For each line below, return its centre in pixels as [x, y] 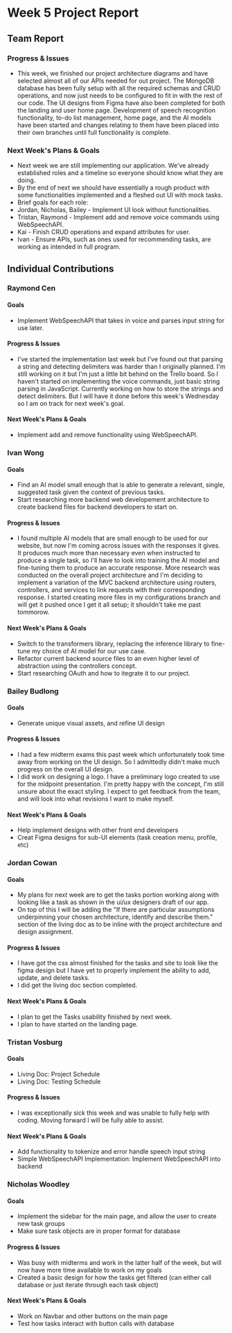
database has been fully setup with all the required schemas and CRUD [119, 88]
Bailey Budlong [33, 691]
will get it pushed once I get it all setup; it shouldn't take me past [109, 605]
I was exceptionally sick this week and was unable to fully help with [113, 1113]
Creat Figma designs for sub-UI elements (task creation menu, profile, [117, 837]
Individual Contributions [61, 269]
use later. [30, 327]
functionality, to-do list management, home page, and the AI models [114, 117]
